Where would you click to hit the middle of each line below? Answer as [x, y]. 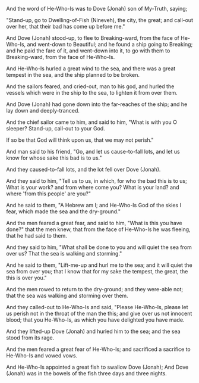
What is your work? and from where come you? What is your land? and [93, 187]
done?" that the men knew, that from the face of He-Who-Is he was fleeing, [99, 229]
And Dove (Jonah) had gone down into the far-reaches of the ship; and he [97, 104]
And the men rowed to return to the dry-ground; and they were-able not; [95, 289]
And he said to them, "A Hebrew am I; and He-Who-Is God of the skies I [94, 205]
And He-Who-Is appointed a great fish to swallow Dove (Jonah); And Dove [97, 367]
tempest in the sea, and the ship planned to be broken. [73, 75]
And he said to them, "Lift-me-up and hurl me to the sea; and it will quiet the [99, 265]
